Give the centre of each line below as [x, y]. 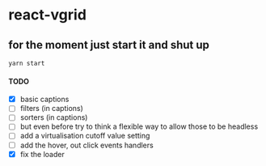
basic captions [44, 100]
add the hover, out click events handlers [87, 145]
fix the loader [42, 154]
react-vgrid [48, 15]
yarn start [27, 63]
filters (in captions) [51, 109]
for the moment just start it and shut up [109, 45]
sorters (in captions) [54, 117]
